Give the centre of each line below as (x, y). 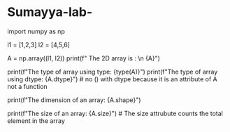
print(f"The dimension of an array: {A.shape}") (74, 100)
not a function (27, 86)
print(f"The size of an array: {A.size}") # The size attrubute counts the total (115, 113)
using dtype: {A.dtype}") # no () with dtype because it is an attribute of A (113, 79)
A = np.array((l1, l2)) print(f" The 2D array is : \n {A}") (84, 58)
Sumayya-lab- (50, 12)
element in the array (36, 121)
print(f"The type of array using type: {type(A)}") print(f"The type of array (113, 72)
